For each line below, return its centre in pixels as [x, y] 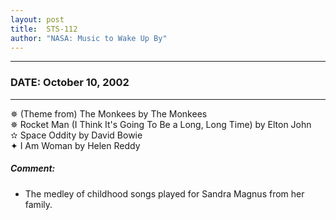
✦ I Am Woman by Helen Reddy [75, 145]
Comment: [33, 168]
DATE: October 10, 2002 [70, 83]
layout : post [37, 19]
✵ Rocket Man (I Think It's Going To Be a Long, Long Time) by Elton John [161, 124]
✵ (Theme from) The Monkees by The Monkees [109, 113]
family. [38, 204]
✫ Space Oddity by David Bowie [76, 135]
